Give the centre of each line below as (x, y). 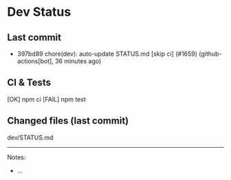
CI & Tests (29, 83)
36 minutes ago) (78, 61)
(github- (210, 54)
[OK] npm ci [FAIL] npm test (46, 99)
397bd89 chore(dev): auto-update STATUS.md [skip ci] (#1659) (107, 54)
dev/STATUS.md (30, 137)
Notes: (16, 157)
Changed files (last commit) (68, 121)
